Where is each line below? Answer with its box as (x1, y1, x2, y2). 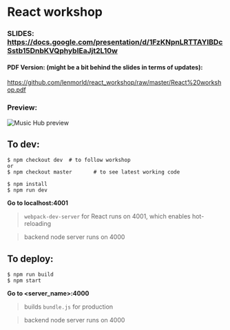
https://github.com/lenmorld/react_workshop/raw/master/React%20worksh (7, 79, 222, 87)
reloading (23, 220, 52, 228)
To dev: (7, 138, 40, 150)
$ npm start (7, 277, 41, 285)
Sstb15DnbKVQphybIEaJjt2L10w (7, 46, 118, 56)
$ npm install (7, 181, 48, 188)
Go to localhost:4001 (7, 199, 69, 207)
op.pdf (7, 85, 26, 94)
